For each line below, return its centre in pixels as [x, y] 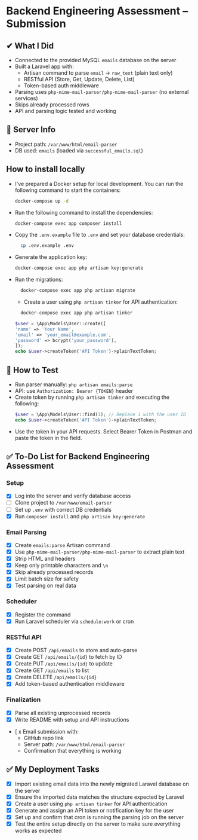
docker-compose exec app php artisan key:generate [79, 268]
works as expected [38, 831]
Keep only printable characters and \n [61, 566]
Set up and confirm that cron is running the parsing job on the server [99, 817]
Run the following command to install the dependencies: [84, 212]
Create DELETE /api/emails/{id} [56, 677]
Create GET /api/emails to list [52, 670]
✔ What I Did [30, 46]
